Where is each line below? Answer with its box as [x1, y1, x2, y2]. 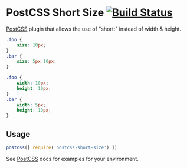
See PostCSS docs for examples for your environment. [6, 155, 139, 162]
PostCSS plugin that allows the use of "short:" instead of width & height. [6, 25, 182, 32]
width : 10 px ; [17, 80, 49, 86]
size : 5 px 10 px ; [17, 59, 57, 65]
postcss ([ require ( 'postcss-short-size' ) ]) [6, 145, 117, 150]
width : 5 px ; [17, 102, 46, 108]
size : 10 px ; [17, 42, 46, 48]
